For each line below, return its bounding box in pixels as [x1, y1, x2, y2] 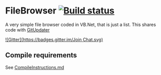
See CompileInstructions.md [5, 64, 65, 70]
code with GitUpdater [5, 26, 50, 32]
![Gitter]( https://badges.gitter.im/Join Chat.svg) [5, 36, 103, 42]
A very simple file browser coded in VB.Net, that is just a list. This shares [5, 21, 156, 27]
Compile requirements [5, 51, 77, 59]
